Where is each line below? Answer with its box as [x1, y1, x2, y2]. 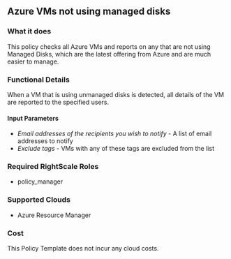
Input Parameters [7, 114, 59, 122]
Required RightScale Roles [7, 162, 99, 172]
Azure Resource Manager [17, 211, 91, 219]
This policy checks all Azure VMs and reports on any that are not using [7, 42, 211, 51]
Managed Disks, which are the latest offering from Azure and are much [7, 50, 211, 58]
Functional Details [7, 75, 70, 84]
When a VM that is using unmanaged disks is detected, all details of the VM [7, 90, 225, 98]
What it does [7, 27, 52, 36]
